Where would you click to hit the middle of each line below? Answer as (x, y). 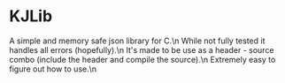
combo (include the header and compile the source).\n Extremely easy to (142, 59)
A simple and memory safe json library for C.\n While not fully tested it (137, 41)
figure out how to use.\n (53, 69)
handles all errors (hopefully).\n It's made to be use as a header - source (142, 49)
